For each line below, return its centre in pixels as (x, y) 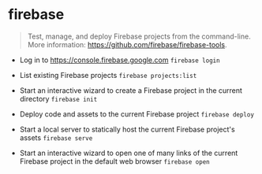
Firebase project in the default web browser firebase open (115, 161)
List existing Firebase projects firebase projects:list (108, 75)
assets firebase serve (56, 137)
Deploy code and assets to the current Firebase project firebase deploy (137, 114)
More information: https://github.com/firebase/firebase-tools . (127, 44)
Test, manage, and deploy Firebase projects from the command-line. (139, 36)
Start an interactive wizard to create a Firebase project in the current (131, 90)
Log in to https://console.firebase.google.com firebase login (120, 60)
